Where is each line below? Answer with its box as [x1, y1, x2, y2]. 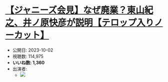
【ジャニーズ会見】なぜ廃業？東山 [5, 4, 145, 16]
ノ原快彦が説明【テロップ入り [31, 17, 154, 28]
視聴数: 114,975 [12, 53, 44, 59]
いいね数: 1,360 [12, 59, 45, 65]
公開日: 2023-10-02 [12, 47, 53, 53]
